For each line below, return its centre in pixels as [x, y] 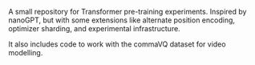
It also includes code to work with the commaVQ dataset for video [117, 44]
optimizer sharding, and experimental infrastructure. [94, 28]
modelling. [26, 53]
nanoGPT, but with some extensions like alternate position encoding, [121, 20]
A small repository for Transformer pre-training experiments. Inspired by [127, 12]
